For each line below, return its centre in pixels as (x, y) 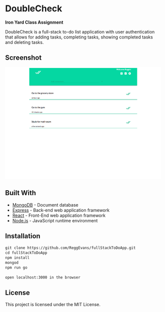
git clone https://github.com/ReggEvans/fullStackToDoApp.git (70, 248)
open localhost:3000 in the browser (43, 277)
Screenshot (23, 58)
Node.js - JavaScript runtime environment (55, 220)
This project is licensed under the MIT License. (53, 305)
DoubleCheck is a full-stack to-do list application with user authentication (80, 32)
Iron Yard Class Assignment (34, 22)
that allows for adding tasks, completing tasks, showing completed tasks (79, 37)
